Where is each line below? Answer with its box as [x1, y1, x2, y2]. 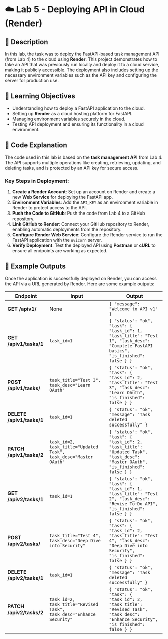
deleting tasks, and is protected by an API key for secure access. [5, 165, 139, 171]
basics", [109, 348, 130, 353]
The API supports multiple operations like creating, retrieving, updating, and [5, 159, 161, 165]
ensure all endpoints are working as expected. [12, 247, 108, 253]
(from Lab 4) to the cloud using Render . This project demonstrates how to [5, 56, 157, 62]
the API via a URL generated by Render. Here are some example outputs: [5, 281, 155, 287]
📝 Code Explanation [5, 141, 67, 150]
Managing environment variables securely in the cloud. [12, 116, 126, 122]
